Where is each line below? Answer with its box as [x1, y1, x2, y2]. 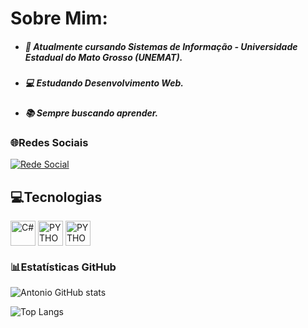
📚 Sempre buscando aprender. [24, 107, 159, 119]
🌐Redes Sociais [10, 135, 89, 149]
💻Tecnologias [10, 188, 103, 206]
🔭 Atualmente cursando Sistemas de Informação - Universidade [24, 40, 298, 52]
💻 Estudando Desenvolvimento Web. [24, 77, 184, 89]
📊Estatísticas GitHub [10, 260, 117, 274]
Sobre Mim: [10, 7, 108, 30]
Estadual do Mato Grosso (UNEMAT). [24, 51, 183, 63]
